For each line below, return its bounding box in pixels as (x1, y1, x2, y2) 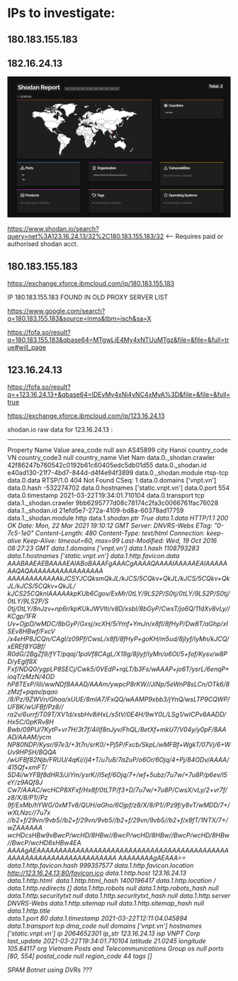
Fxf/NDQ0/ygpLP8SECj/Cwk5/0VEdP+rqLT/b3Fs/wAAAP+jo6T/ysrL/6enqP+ (7, 665, 229, 673)
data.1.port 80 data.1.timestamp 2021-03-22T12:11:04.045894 (7, 913, 188, 922)
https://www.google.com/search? (7, 307, 106, 316)
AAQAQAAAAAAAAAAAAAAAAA (7, 567, 104, 575)
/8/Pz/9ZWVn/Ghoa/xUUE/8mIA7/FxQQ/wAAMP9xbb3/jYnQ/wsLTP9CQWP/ (7, 695, 230, 703)
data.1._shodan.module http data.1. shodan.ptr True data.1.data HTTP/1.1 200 (7, 513, 229, 522)
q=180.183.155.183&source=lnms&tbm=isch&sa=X (7, 314, 152, 323)
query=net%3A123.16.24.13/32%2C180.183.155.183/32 (7, 232, 164, 241)
